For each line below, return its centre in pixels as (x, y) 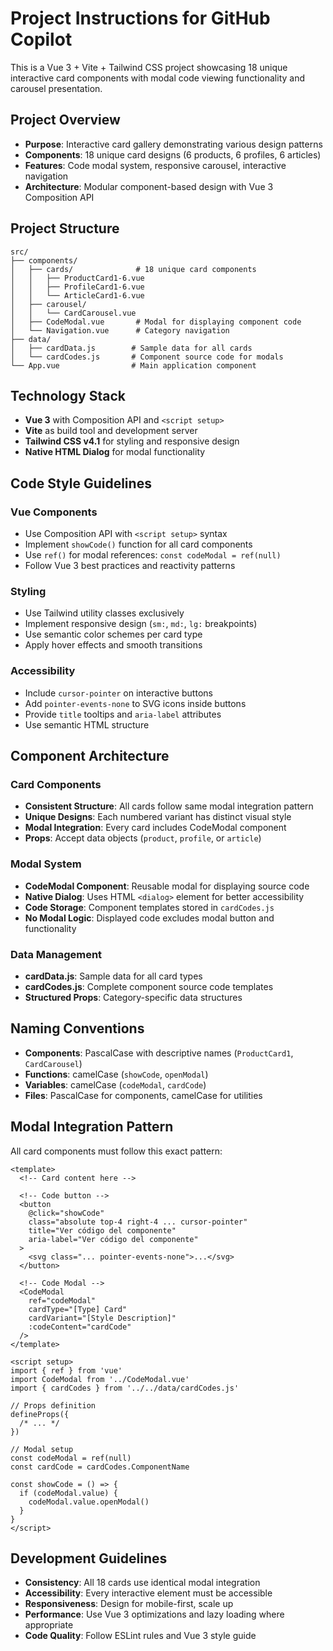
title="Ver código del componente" (102, 1230)
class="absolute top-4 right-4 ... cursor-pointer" (138, 1222)
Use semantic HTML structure (87, 724)
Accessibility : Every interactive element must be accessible (148, 1593)
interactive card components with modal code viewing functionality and (158, 78)
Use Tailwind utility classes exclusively (104, 613)
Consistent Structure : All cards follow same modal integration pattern (169, 806)
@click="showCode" (66, 1213)
